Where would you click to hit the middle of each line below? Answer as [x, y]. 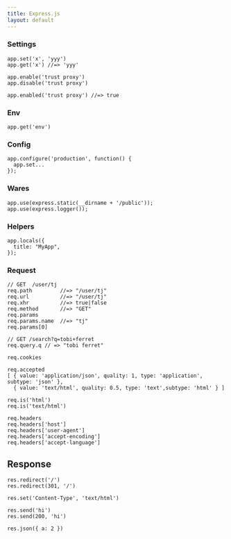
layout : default [31, 20]
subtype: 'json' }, [35, 382]
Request [22, 270]
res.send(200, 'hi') [37, 517]
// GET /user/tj [32, 285]
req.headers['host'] [37, 424]
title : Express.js [34, 14]
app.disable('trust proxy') [48, 83]
